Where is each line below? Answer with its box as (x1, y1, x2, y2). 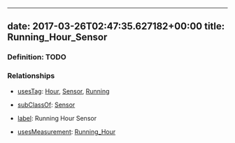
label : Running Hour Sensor (17, 114, 97, 122)
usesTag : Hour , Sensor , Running (17, 86, 110, 95)
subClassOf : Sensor (17, 100, 76, 109)
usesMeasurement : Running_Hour (17, 127, 116, 136)
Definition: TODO (7, 52, 66, 62)
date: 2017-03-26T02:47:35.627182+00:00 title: (7, 20, 225, 32)
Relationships (7, 71, 55, 81)
